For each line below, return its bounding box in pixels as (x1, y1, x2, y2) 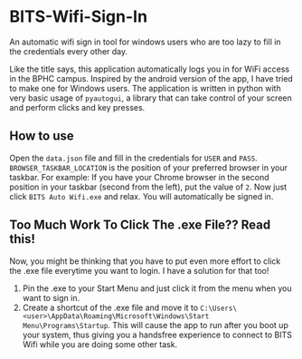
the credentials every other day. (9, 45, 128, 56)
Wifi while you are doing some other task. (22, 338, 178, 350)
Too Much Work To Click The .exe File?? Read (9, 218, 271, 233)
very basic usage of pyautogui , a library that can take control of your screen (9, 92, 292, 103)
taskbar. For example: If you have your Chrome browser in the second (9, 171, 269, 182)
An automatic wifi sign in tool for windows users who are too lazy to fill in (9, 36, 282, 47)
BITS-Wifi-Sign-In (9, 6, 147, 27)
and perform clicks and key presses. (9, 102, 146, 112)
